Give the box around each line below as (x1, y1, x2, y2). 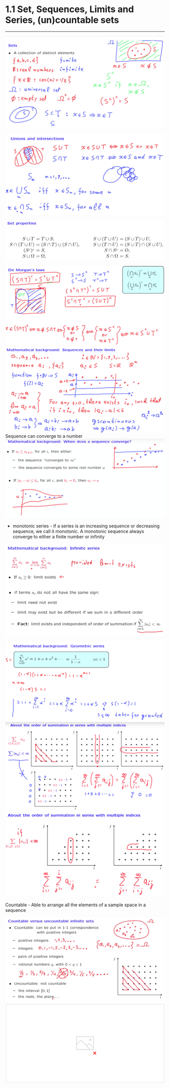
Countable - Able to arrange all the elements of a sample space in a (5, 902, 146, 908)
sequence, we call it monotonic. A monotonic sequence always (12, 528, 144, 534)
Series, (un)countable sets (5, 14, 119, 26)
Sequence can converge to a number (5, 433, 83, 439)
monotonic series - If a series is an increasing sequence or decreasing (12, 523, 160, 529)
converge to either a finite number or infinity (12, 533, 105, 539)
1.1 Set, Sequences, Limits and (5, 4, 134, 15)
